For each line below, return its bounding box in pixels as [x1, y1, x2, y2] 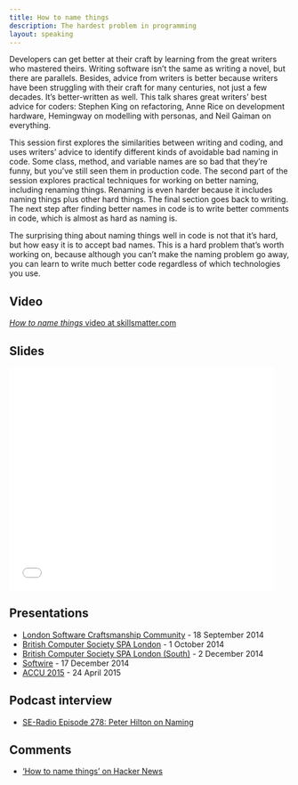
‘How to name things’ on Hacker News [21, 766, 163, 777]
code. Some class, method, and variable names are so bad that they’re [9, 157, 269, 167]
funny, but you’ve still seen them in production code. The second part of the [9, 166, 288, 176]
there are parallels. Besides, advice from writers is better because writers [9, 73, 278, 84]
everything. [9, 120, 52, 131]
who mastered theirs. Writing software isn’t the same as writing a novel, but [9, 63, 286, 74]
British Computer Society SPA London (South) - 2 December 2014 [21, 648, 264, 659]
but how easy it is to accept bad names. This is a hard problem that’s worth [9, 239, 285, 250]
